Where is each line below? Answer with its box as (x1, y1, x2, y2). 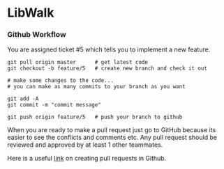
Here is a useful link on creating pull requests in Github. (7, 154, 167, 163)
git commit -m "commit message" (7, 102, 101, 108)
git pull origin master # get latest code (7, 59, 149, 66)
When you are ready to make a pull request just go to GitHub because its (7, 126, 216, 134)
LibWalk (7, 5, 54, 21)
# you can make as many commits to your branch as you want (7, 83, 186, 90)
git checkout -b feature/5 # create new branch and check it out (7, 65, 208, 72)
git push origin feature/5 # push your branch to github (7, 113, 183, 121)
